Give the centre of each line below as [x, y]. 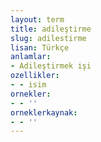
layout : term [37, 19]
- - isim [28, 85]
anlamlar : [31, 57]
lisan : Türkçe [40, 47]
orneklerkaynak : [44, 112]
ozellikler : [35, 76]
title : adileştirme [51, 29]
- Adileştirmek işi [51, 66]
